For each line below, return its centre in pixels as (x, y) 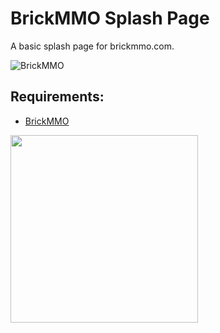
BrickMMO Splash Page (110, 18)
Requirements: (57, 97)
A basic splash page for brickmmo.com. (92, 46)
